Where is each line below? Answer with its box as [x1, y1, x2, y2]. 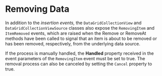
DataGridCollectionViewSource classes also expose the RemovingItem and [5, 25, 155, 31]
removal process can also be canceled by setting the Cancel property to [5, 61, 153, 67]
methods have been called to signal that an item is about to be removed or [5, 36, 158, 41]
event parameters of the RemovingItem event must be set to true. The [5, 55, 146, 61]
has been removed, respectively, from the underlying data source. [5, 40, 141, 46]
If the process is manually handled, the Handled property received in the [5, 50, 154, 56]
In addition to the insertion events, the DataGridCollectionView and [5, 20, 142, 26]
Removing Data [5, 3, 70, 15]
